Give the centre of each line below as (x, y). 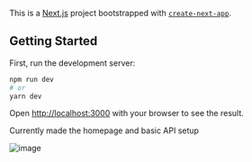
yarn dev (26, 96)
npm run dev (31, 79)
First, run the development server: (72, 63)
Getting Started (54, 41)
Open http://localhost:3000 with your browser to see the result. (127, 113)
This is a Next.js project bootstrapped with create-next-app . (121, 13)
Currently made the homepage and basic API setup (104, 130)
